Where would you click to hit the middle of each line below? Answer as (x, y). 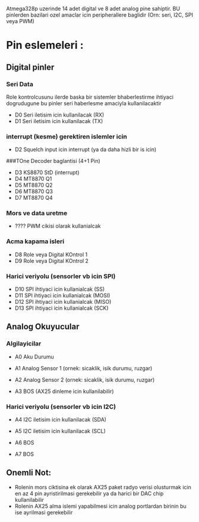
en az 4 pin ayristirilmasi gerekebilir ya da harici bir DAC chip (89, 493)
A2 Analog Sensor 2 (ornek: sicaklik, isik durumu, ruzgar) (85, 379)
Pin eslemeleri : (45, 45)
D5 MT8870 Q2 (34, 185)
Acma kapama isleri (35, 241)
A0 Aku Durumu (34, 357)
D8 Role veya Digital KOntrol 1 (51, 254)
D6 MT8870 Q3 (34, 191)
